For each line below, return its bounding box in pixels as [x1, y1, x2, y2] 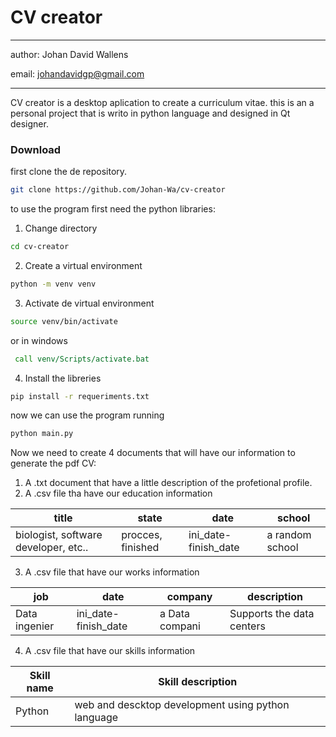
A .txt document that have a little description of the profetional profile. [24, 477, 313, 489]
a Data [159, 607, 191, 621]
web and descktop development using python [74, 698, 290, 712]
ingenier [15, 619, 55, 633]
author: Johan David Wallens [10, 48, 129, 60]
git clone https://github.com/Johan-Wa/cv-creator [10, 185, 226, 195]
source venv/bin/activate [10, 316, 118, 326]
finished [121, 541, 160, 555]
